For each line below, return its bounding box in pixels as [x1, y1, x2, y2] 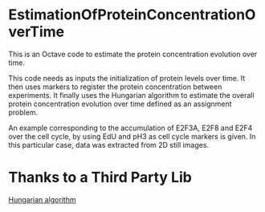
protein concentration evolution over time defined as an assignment [8, 99, 232, 108]
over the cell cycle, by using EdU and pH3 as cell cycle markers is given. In [8, 131, 256, 141]
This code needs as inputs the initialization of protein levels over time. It [8, 73, 246, 83]
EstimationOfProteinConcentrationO [8, 6, 256, 24]
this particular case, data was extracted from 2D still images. [8, 140, 210, 149]
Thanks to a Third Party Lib [8, 169, 193, 186]
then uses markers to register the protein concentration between [8, 82, 222, 92]
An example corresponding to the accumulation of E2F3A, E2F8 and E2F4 [8, 123, 253, 132]
